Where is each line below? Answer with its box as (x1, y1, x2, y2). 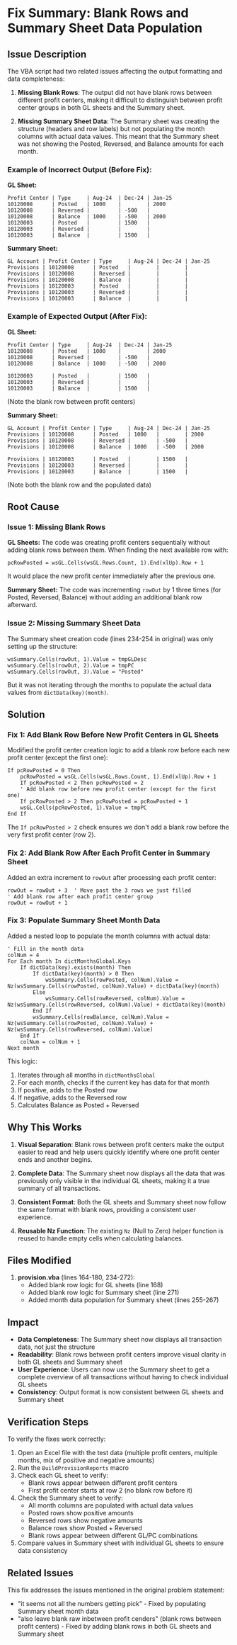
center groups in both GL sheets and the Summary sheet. (17, 103, 185, 111)
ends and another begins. (17, 1155, 93, 1163)
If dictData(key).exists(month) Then (20, 963, 132, 971)
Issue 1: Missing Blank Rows (7, 522, 106, 532)
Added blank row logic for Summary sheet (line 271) (28, 1288, 180, 1297)
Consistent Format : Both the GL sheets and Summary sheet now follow (17, 1197, 226, 1206)
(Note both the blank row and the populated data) (7, 480, 152, 489)
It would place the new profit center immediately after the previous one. (7, 572, 216, 580)
